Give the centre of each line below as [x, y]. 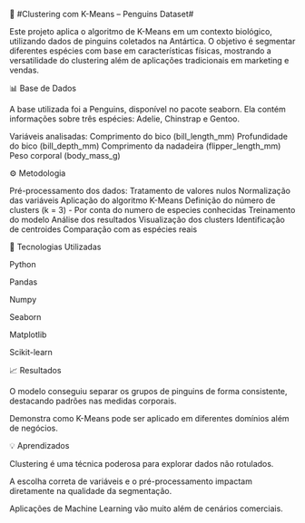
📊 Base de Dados [43, 88]
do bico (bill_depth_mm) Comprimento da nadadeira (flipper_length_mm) [145, 146]
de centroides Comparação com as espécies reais [103, 229]
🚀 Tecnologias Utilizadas [55, 247]
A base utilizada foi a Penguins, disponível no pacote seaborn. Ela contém [148, 109]
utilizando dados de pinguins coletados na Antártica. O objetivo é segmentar [152, 41]
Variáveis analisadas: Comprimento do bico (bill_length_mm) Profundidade [149, 136]
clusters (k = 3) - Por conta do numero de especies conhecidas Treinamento [152, 210]
